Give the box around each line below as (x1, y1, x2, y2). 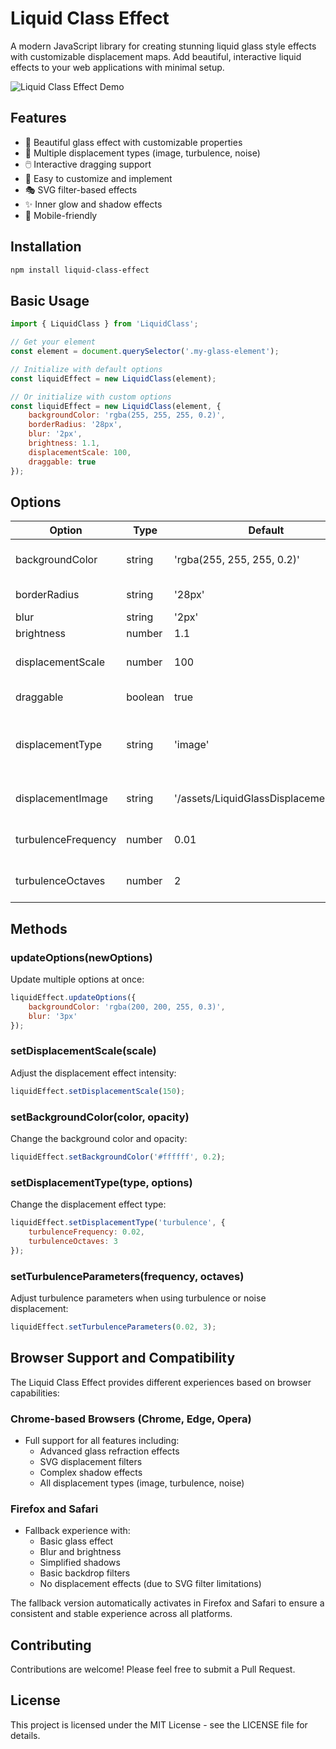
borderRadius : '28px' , (28, 420, 123, 430)
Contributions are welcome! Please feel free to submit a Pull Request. (10, 1663, 296, 1676)
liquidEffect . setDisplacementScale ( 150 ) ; (10, 1086, 186, 1096)
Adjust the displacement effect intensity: (10, 1067, 177, 1079)
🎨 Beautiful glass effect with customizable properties (24, 136, 243, 148)
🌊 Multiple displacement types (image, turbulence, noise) (24, 147, 261, 159)
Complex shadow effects (39, 1466, 143, 1478)
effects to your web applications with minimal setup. (10, 61, 225, 73)
